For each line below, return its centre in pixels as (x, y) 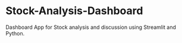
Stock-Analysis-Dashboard (74, 11)
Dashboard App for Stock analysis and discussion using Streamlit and (91, 27)
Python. (15, 33)
